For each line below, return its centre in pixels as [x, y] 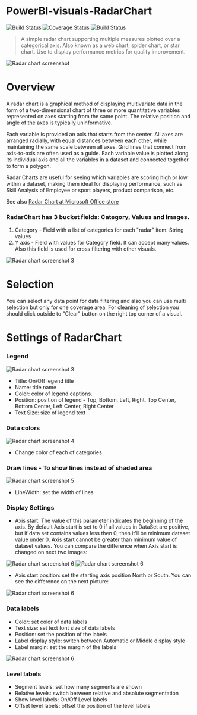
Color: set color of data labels [51, 622]
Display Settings [30, 508]
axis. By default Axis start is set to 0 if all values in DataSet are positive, [102, 527]
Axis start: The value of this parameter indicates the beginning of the [99, 521]
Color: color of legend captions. [54, 394]
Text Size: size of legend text [50, 413]
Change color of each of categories [58, 452]
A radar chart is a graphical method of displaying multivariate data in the [94, 104]
